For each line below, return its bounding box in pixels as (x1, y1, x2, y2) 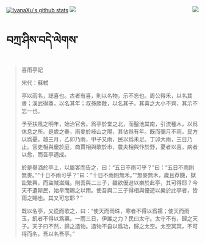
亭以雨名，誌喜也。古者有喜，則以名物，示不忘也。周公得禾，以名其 (21, 92, 193, 99)
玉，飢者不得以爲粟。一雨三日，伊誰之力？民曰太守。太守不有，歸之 (21, 214, 193, 222)
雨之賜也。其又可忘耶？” (21, 194, 83, 201)
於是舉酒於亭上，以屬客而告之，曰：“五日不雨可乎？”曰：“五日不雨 (21, 164, 189, 171)
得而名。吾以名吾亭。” (21, 230, 75, 238)
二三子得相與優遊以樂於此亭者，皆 (112, 186, 198, 194)
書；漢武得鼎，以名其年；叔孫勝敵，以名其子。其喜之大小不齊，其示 (21, 100, 193, 107)
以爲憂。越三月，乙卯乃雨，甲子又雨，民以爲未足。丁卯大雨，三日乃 (21, 135, 193, 143)
